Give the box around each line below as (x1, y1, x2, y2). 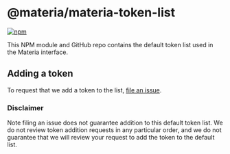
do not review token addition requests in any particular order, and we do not (7, 126, 222, 134)
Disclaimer (7, 103, 44, 112)
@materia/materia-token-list (7, 5, 176, 21)
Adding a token (7, 68, 73, 79)
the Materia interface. (7, 48, 69, 56)
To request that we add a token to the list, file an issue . (7, 86, 162, 94)
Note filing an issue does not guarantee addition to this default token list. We (7, 118, 223, 127)
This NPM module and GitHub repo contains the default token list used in (7, 40, 214, 49)
